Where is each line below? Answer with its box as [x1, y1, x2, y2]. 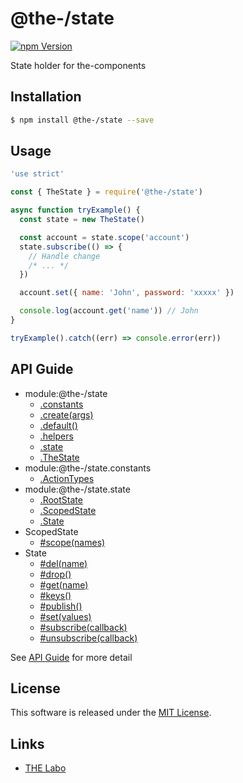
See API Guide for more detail [10, 651, 133, 663]
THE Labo [24, 762, 67, 774]
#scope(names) [39, 536, 106, 548]
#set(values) [39, 610, 92, 622]
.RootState [39, 493, 83, 506]
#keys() [39, 589, 72, 601]
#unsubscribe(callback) [39, 632, 138, 644]
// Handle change [28, 251, 101, 261]
